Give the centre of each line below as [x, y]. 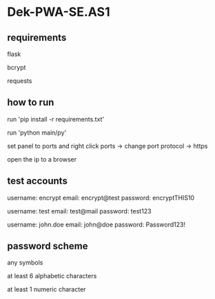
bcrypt [17, 67]
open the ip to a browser [42, 159]
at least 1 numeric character [47, 289]
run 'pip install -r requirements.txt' [56, 119]
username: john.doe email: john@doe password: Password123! [96, 224]
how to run [31, 103]
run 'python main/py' [37, 133]
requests [20, 81]
